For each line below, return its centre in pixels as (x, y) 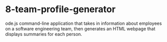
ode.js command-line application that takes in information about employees (84, 23)
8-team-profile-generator (61, 9)
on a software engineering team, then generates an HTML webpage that (80, 28)
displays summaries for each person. (44, 34)
